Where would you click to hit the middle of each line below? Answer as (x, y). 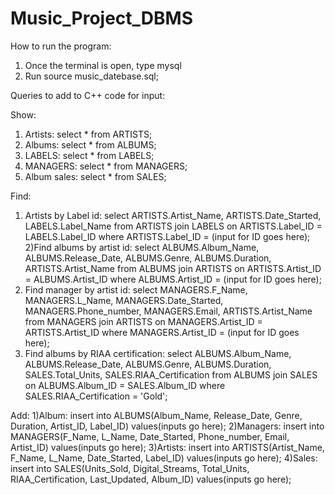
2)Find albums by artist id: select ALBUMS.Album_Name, (142, 247)
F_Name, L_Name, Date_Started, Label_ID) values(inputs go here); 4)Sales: (164, 458)
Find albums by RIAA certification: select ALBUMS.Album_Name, (158, 353)
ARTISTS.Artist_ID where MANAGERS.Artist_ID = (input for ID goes (162, 332)
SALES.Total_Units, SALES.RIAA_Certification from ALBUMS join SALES (171, 374)
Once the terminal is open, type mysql (103, 65)
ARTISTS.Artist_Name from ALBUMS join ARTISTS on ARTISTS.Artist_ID (173, 268)
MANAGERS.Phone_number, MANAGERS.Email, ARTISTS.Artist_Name (168, 311)
